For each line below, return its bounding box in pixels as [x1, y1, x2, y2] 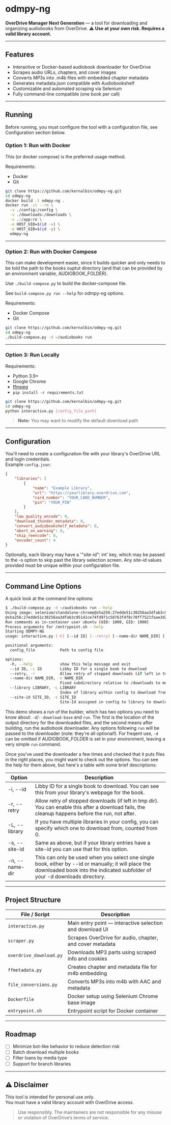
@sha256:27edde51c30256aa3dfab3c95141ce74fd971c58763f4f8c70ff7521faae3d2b [5, 615, 169, 620]
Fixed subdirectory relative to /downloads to [60, 680, 160, 685]
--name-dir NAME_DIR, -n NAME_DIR [10, 676, 83, 681]
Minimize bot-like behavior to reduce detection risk [12, 1044, 120, 1050]
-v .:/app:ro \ [10, 217, 42, 222]
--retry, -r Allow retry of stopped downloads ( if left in [10, 671, 160, 676]
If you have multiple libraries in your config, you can [35, 818, 159, 825]
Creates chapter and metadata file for [67, 963, 157, 970]
